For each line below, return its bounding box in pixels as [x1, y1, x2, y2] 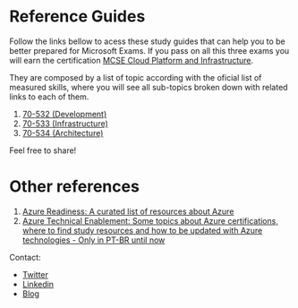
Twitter [21, 269, 49, 279]
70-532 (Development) [21, 108, 107, 119]
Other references [9, 176, 140, 197]
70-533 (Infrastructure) [21, 118, 109, 129]
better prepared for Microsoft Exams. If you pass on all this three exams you [9, 45, 290, 56]
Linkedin [21, 278, 55, 289]
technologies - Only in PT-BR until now [21, 235, 166, 245]
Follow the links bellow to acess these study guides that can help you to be [9, 36, 286, 47]
